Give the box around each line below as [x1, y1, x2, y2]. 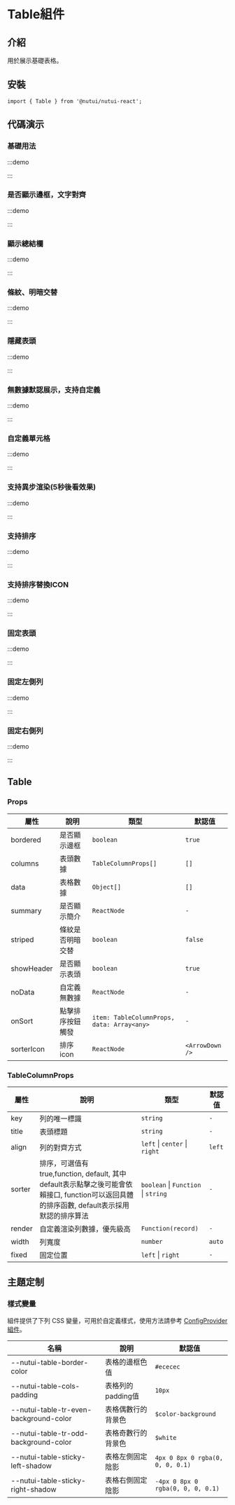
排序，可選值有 [39, 1158, 89, 1168]
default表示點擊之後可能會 [39, 1179, 126, 1189]
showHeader [10, 964, 53, 973]
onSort [10, 1016, 34, 1026]
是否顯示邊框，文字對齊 [7, 190, 86, 200]
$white [155, 1434, 177, 1441]
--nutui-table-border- [10, 1357, 89, 1367]
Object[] [92, 883, 121, 891]
